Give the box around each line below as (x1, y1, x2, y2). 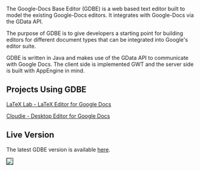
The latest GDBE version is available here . (6, 146, 111, 153)
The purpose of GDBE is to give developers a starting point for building (6, 30, 184, 37)
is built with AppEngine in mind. (6, 67, 85, 74)
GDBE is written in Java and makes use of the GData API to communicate (6, 54, 189, 61)
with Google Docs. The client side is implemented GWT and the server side (6, 60, 194, 68)
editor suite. (6, 42, 36, 50)
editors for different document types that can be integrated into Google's (6, 36, 188, 43)
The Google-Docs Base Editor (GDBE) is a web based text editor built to (6, 5, 185, 12)
